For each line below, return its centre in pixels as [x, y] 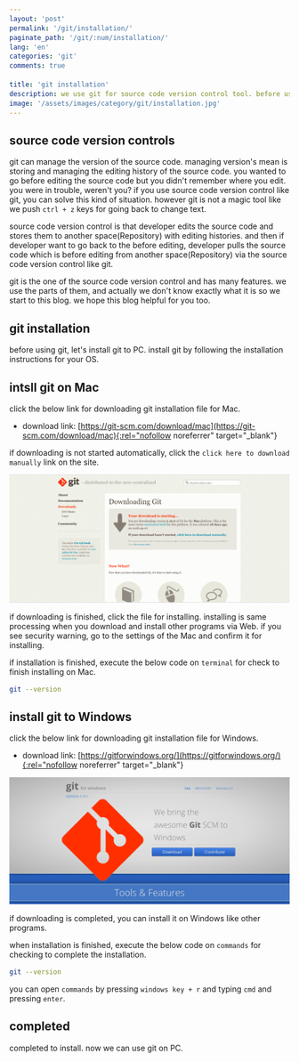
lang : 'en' [29, 47]
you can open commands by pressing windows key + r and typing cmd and [141, 989]
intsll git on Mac [54, 387]
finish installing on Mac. [53, 671]
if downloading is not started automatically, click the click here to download [149, 452]
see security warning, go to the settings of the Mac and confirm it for [136, 636]
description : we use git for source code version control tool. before [145, 93]
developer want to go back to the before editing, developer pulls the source [148, 246]
